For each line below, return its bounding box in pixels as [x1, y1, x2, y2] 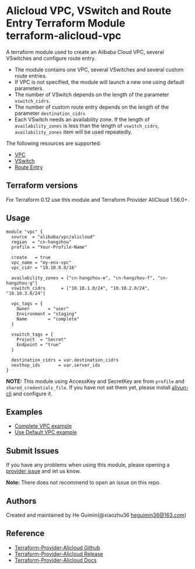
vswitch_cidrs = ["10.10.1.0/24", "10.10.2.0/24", [11, 285, 150, 291]
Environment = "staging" [16, 311, 77, 317]
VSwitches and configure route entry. [6, 55, 96, 62]
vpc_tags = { [11, 300, 43, 306]
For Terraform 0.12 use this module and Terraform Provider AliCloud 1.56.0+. [6, 196, 190, 203]
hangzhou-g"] [6, 280, 38, 286]
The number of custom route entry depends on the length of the [14, 103, 169, 110]
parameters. [14, 84, 44, 92]
